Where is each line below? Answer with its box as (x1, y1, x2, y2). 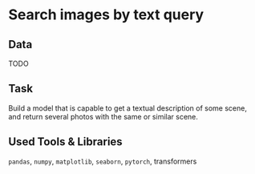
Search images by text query (8, 6, 204, 24)
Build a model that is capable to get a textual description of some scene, (8, 103, 247, 113)
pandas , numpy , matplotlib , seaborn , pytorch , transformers (8, 156, 197, 166)
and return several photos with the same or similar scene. (8, 111, 199, 121)
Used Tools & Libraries (8, 135, 123, 149)
